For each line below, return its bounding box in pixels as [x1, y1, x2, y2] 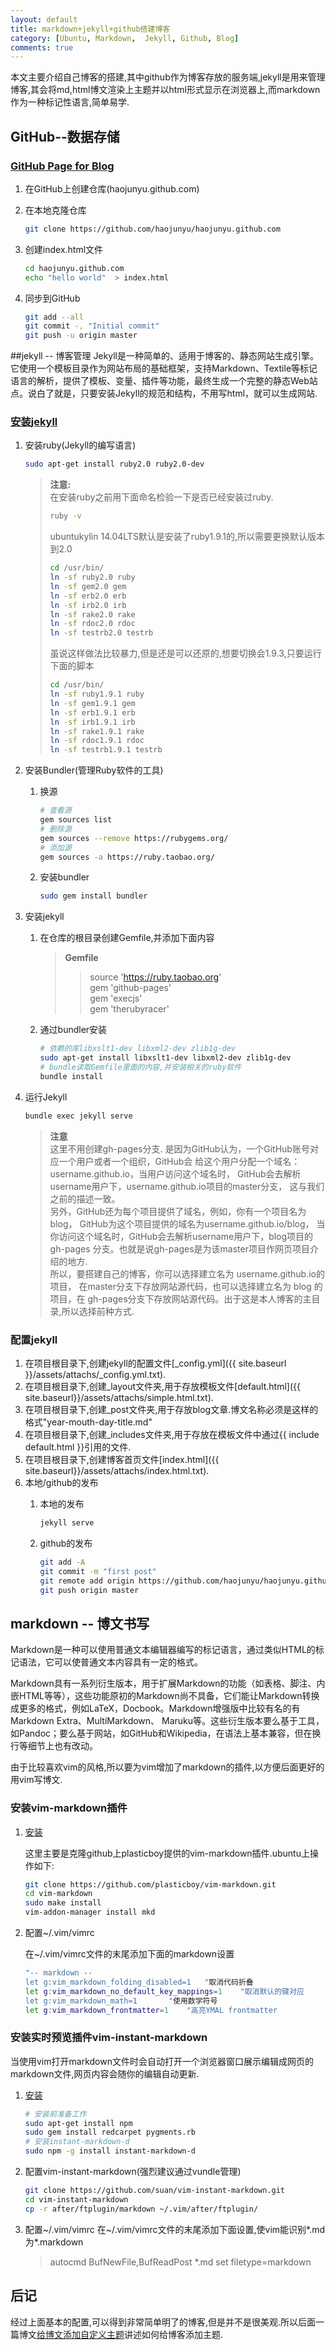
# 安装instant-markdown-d [24, 2137, 130, 2147]
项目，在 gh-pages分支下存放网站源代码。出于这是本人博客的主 [49, 1292, 312, 1305]
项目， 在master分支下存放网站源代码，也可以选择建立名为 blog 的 [49, 1280, 323, 1292]
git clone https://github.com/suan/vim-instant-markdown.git [24, 2186, 286, 2196]
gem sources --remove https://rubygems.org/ [39, 833, 229, 843]
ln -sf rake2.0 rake [49, 609, 136, 620]
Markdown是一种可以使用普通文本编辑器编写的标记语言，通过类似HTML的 [10, 1644, 316, 1656]
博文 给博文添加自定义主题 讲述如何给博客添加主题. [18, 2328, 224, 2340]
